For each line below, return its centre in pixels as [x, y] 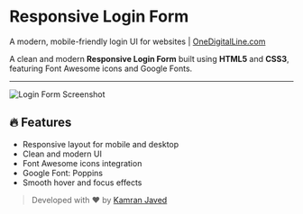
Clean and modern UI [62, 154]
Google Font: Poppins [63, 173]
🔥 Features [41, 123]
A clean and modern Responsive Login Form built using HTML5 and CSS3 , [150, 58]
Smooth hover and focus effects [82, 183]
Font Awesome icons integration [82, 163]
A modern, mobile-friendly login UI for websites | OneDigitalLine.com [138, 41]
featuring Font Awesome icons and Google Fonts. [101, 68]
